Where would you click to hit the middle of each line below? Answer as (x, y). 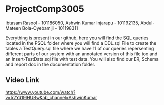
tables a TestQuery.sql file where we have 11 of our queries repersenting (80, 48)
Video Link (22, 80)
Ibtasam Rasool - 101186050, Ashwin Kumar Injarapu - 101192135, (72, 23)
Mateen (13, 28)
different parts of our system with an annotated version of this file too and (81, 54)
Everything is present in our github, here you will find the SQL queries (77, 38)
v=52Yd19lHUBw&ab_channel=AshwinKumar (51, 97)
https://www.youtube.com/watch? (40, 92)
